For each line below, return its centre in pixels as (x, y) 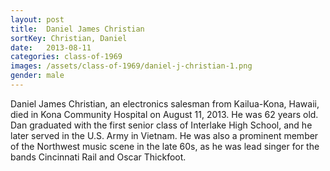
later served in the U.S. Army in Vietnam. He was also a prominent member (164, 135)
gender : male (37, 76)
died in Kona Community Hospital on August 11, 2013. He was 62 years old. (164, 114)
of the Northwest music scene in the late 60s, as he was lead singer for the (165, 146)
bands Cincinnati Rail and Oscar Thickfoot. (98, 157)
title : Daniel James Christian (77, 29)
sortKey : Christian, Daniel (69, 38)
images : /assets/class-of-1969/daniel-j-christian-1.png (131, 66)
